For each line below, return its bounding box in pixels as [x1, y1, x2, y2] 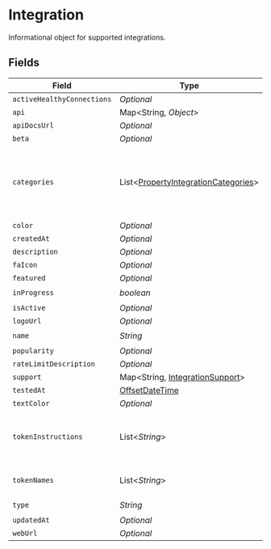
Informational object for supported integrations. [8, 32, 166, 42]
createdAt [12, 234, 50, 243]
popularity [12, 346, 54, 355]
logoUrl [12, 316, 42, 325]
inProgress [12, 289, 54, 298]
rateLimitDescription [12, 359, 95, 369]
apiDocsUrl [12, 120, 54, 130]
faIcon [12, 260, 38, 269]
